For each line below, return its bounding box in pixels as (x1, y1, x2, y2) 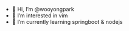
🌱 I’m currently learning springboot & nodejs (12, 18, 123, 25)
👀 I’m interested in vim (12, 12, 68, 19)
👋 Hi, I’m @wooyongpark (12, 6, 74, 13)
